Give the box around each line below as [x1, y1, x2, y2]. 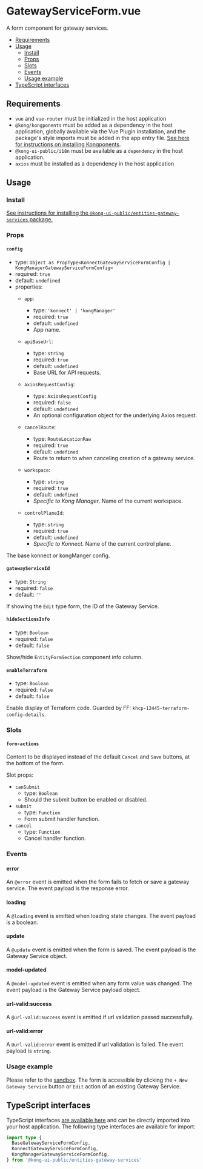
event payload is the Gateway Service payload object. [6, 986, 141, 994]
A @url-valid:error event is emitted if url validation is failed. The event [6, 1041, 184, 1048]
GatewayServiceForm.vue [6, 4, 141, 18]
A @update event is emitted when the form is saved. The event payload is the [6, 946, 196, 953]
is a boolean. [6, 919, 38, 926]
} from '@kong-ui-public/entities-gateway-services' [6, 1157, 142, 1164]
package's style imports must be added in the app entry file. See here [15, 134, 190, 141]
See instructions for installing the [6, 209, 89, 216]
